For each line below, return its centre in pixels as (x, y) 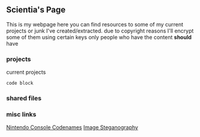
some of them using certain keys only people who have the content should (99, 37)
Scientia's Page (36, 10)
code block (20, 84)
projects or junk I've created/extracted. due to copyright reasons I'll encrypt (100, 31)
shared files (24, 99)
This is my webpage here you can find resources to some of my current (95, 24)
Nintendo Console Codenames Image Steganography (72, 127)
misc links (21, 114)
